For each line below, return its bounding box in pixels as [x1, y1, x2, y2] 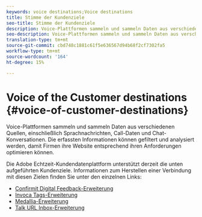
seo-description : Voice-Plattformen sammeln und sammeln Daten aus [6, 31, 179, 37]
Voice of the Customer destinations [6, 90, 188, 104]
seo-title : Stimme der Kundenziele [6, 20, 96, 26]
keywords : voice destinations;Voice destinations [6, 8, 133, 15]
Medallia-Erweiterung [14, 198, 69, 205]
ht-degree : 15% [6, 59, 44, 65]
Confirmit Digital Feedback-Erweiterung [14, 185, 114, 192]
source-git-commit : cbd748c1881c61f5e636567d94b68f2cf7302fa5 [6, 43, 165, 49]
